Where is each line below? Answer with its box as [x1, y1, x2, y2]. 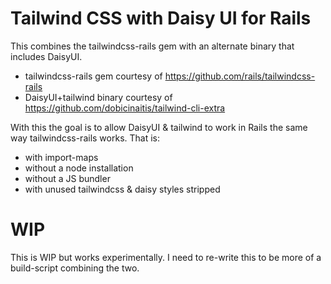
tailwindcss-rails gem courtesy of [24, 70, 163, 82]
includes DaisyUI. [10, 50, 83, 62]
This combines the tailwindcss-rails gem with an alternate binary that [10, 40, 295, 52]
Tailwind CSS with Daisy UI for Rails [10, 7, 312, 30]
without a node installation [24, 162, 134, 174]
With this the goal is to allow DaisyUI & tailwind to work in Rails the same [10, 121, 308, 133]
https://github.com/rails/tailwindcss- [164, 70, 316, 82]
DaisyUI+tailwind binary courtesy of [24, 91, 173, 103]
